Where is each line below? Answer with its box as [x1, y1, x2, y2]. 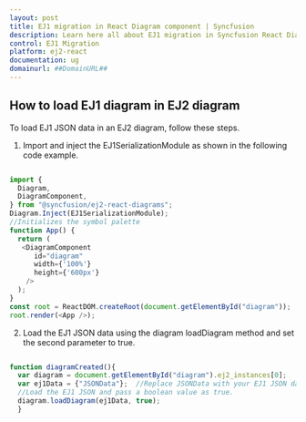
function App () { [9, 225, 76, 235]
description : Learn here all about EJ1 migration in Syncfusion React [9, 30, 283, 39]
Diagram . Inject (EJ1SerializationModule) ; [9, 209, 169, 219]
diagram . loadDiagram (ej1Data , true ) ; [17, 396, 161, 406]
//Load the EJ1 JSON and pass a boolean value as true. [17, 388, 234, 397]
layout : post [9, 13, 59, 23]
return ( [17, 234, 51, 243]
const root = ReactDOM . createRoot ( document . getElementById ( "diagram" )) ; [9, 302, 291, 311]
